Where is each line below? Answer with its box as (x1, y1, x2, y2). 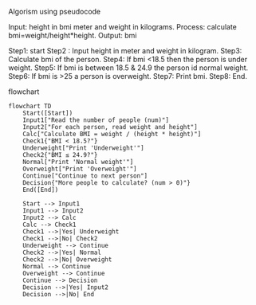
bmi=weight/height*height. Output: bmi (8, 31, 137, 40)
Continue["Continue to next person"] (22, 172, 148, 180)
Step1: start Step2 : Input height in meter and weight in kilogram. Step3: (8, 46, 242, 55)
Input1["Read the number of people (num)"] (22, 116, 170, 124)
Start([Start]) (22, 109, 73, 117)
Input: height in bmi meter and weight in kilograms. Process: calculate (8, 22, 238, 31)
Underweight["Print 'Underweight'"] (22, 144, 145, 152)
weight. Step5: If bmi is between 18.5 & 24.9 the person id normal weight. (8, 63, 249, 72)
